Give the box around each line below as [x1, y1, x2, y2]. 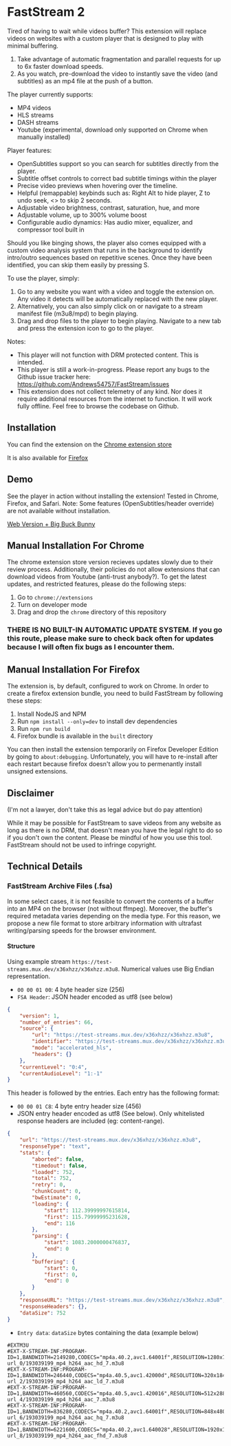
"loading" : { [32, 1200, 69, 1208]
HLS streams [16, 111, 54, 119]
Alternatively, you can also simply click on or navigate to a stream [16, 302, 203, 310]
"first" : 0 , [43, 1271, 78, 1278]
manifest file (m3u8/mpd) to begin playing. [16, 309, 139, 318]
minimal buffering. [7, 41, 58, 50]
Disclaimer [7, 787, 54, 799]
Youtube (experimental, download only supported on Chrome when [16, 125, 208, 134]
